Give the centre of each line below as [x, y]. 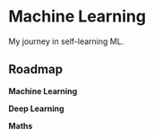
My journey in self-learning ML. [66, 41]
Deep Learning [36, 108]
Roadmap [36, 69]
